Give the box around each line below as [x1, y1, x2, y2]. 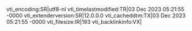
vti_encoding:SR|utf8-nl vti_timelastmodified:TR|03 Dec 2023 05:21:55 [6, 6, 185, 13]
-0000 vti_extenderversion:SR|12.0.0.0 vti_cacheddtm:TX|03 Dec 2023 [6, 12, 186, 19]
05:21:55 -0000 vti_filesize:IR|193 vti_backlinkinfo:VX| [6, 18, 142, 25]
